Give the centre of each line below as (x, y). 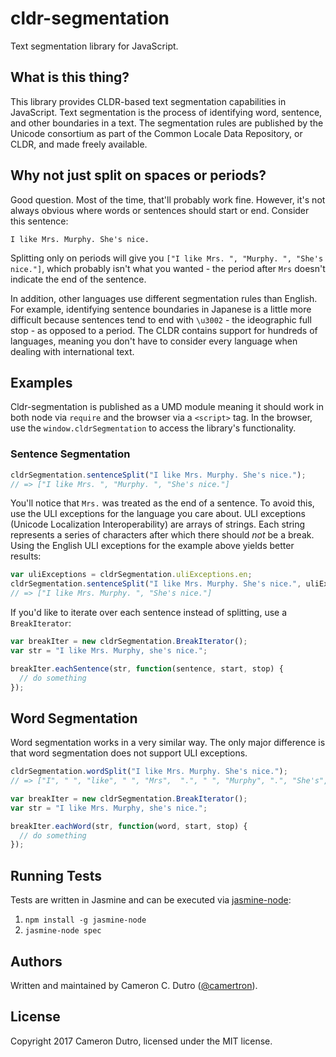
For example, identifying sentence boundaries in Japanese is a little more (161, 309)
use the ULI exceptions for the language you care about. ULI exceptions (158, 514)
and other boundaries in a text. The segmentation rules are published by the (167, 123)
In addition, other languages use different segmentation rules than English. (164, 298)
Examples (41, 382)
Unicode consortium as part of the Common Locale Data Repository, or (156, 133)
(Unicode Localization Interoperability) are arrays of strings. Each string (158, 524)
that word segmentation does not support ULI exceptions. (129, 753)
